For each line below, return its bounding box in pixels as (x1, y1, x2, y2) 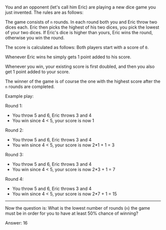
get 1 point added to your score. (5, 69, 70, 75)
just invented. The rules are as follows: (5, 9, 84, 15)
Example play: (5, 93, 34, 99)
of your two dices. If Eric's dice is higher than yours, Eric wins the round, (5, 30, 153, 35)
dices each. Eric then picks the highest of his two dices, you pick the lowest (5, 24, 160, 30)
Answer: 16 (5, 220, 28, 226)
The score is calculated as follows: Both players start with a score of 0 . (5, 45, 149, 50)
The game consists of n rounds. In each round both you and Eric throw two (5, 19, 157, 25)
